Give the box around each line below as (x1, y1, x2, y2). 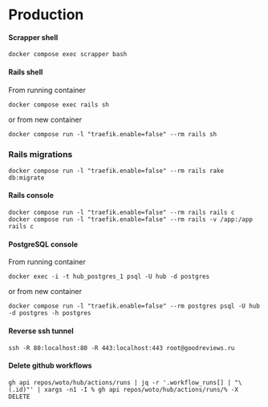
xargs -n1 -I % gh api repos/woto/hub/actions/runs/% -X (43, 385, 239, 393)
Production (8, 6, 84, 24)
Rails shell (8, 66, 43, 77)
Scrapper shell (8, 32, 59, 42)
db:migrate (8, 174, 45, 182)
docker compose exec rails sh (8, 100, 110, 109)
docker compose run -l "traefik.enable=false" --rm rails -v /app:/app (8, 216, 253, 224)
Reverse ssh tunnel (8, 326, 74, 336)
